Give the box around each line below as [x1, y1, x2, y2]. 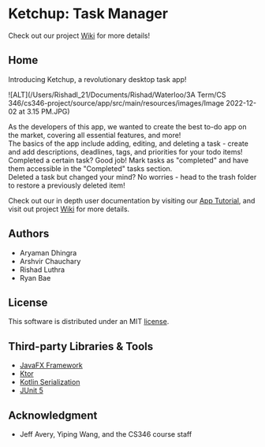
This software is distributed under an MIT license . [8, 317, 170, 326]
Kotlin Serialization [19, 378, 80, 387]
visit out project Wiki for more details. [8, 204, 130, 214]
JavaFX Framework [19, 360, 83, 371]
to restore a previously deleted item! [8, 181, 125, 190]
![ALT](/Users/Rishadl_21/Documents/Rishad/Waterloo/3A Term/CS [8, 90, 226, 99]
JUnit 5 [19, 386, 43, 395]
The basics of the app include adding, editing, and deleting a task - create [8, 139, 248, 148]
